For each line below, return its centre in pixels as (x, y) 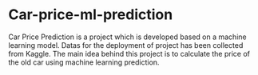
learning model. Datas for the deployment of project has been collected (126, 45)
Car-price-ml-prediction (91, 15)
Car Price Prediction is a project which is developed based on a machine (127, 37)
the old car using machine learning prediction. (84, 62)
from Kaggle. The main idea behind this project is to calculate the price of (129, 53)
